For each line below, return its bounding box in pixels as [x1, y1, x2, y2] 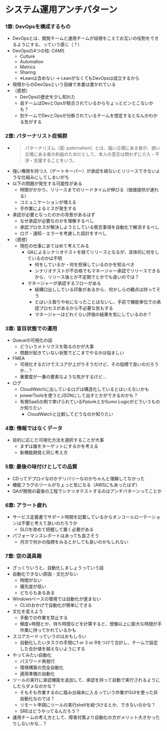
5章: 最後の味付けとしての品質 [5, 463, 78, 470]
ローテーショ [134, 514, 161, 520]
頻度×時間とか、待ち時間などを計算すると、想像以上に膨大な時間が [19, 621, 158, 627]
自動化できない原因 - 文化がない [12, 571, 79, 577]
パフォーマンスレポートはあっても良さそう [12, 533, 99, 539]
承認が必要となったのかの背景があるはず [12, 211, 95, 217]
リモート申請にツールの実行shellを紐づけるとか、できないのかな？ [19, 702, 156, 708]
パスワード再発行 [19, 658, 55, 664]
